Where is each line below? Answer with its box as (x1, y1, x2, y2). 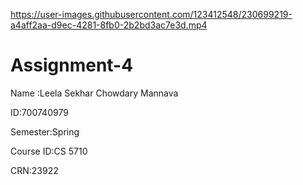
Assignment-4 (10, 54, 134, 77)
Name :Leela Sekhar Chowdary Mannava (10, 87, 179, 99)
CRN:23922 (10, 164, 59, 176)
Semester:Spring (10, 125, 80, 138)
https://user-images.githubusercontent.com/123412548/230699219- (10, 9, 293, 20)
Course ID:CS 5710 (10, 145, 88, 157)
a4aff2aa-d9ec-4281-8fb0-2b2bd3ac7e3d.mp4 (10, 19, 208, 31)
